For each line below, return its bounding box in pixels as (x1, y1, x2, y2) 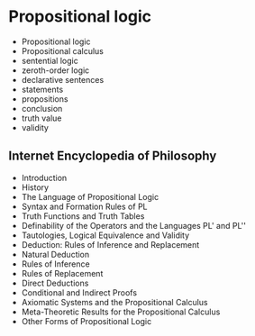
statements (21, 84, 64, 95)
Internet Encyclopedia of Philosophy (8, 149, 217, 164)
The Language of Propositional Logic (21, 191, 159, 202)
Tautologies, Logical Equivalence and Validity (21, 230, 190, 241)
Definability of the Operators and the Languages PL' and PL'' (21, 220, 247, 231)
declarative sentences (21, 74, 105, 85)
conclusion (21, 103, 63, 114)
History (21, 182, 50, 193)
